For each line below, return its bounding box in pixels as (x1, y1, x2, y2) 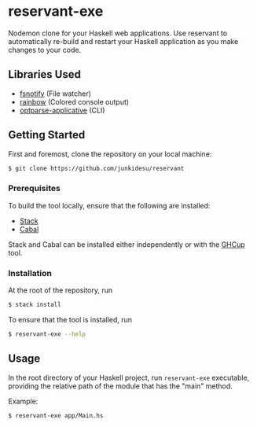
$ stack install (8, 301, 61, 309)
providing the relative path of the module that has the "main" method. (8, 381, 233, 391)
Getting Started (8, 128, 86, 142)
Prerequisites (8, 183, 61, 194)
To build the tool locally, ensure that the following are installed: (8, 201, 211, 210)
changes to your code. (8, 45, 81, 54)
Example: (8, 396, 39, 406)
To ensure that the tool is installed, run (8, 315, 132, 324)
